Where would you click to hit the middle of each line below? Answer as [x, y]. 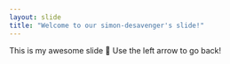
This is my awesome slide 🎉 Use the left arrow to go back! [115, 50]
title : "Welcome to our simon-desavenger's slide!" [107, 25]
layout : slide [36, 17]
